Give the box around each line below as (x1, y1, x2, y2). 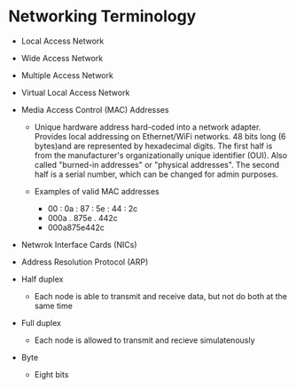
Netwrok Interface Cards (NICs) (20, 239, 138, 250)
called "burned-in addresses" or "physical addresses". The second (34, 159, 280, 170)
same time (34, 300, 73, 311)
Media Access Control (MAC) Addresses (20, 104, 169, 115)
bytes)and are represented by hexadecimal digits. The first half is (34, 140, 273, 151)
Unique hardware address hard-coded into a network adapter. (34, 122, 261, 132)
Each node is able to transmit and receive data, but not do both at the (34, 290, 288, 301)
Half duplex (20, 274, 64, 284)
